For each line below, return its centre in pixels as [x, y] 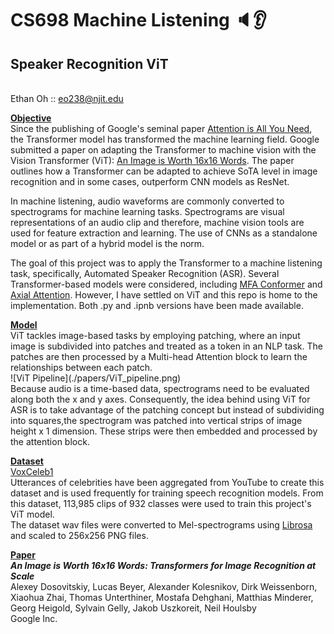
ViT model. [32, 514]
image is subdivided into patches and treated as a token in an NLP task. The [166, 346]
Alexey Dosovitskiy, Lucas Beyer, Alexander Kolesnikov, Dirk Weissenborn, [164, 586]
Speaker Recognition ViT [89, 63]
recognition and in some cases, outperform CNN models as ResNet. [150, 181]
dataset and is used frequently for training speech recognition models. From [167, 493]
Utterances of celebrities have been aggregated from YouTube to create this [167, 482]
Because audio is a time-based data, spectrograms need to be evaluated [160, 388]
